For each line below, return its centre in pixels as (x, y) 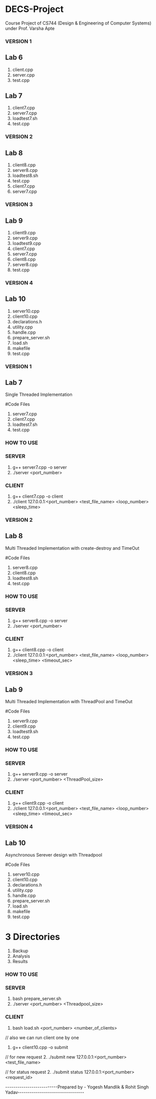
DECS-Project (34, 9)
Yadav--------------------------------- (45, 1092)
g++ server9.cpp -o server (40, 774)
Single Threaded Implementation (39, 395)
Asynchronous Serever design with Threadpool (54, 855)
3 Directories (33, 937)
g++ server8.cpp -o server (40, 620)
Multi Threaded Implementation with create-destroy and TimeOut (72, 548)
